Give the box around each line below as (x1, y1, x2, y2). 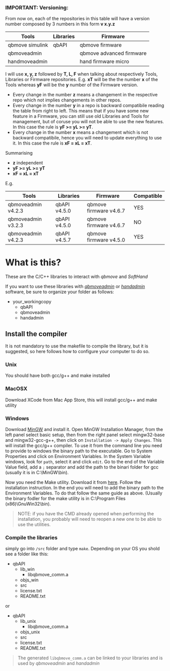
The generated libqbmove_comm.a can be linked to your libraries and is (17, 655, 163, 661)
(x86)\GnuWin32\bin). (5, 501, 51, 507)
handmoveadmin (8, 58, 48, 65)
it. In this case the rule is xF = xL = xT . (12, 140, 92, 146)
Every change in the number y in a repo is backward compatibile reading (12, 102, 164, 109)
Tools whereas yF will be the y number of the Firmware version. (5, 82, 138, 88)
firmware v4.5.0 (87, 236, 125, 243)
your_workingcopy (12, 299, 52, 305)
